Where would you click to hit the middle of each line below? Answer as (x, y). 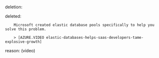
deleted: (13, 16)
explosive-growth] (23, 42)
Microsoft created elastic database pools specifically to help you (84, 25)
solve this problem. (26, 29)
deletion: (14, 7)
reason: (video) (20, 51)
